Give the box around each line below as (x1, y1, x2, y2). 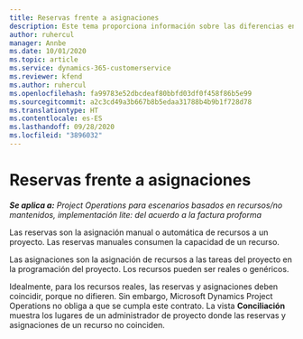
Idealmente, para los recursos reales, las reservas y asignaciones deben (9, 281, 279, 292)
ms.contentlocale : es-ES (9, 114, 103, 123)
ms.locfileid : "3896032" (9, 131, 103, 140)
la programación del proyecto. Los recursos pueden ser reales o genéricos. (9, 263, 289, 274)
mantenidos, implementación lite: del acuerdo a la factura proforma (9, 209, 262, 220)
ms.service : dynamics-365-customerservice (9, 64, 171, 73)
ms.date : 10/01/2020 (9, 47, 87, 56)
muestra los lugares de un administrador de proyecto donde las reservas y (9, 309, 287, 321)
